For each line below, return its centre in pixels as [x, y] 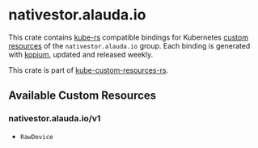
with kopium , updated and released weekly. [81, 54]
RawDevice [37, 137]
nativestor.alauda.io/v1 [55, 119]
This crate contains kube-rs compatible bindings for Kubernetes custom [129, 37]
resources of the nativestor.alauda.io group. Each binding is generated [129, 45]
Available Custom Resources [82, 96]
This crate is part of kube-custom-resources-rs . [88, 70]
